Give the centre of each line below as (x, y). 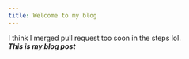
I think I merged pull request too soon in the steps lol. (95, 38)
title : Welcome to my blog (53, 15)
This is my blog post (42, 46)
